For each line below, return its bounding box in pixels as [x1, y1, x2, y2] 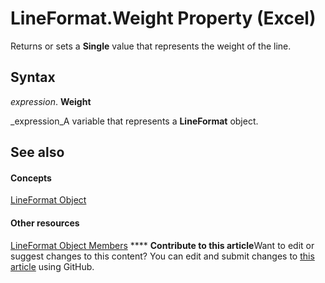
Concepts [10, 172, 52, 184]
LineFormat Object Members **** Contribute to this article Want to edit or [10, 239, 315, 251]
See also [10, 144, 65, 161]
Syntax [10, 69, 56, 86]
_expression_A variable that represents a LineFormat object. [10, 115, 259, 127]
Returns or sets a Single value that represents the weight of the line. [10, 40, 292, 52]
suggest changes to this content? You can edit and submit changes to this [10, 250, 315, 262]
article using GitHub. [10, 260, 95, 272]
